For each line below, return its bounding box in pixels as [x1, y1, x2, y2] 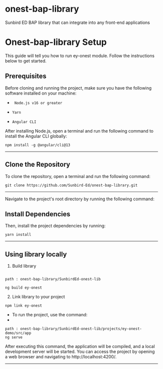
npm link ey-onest [5, 303, 42, 308]
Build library [12, 263, 36, 269]
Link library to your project [12, 294, 65, 300]
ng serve [5, 335, 23, 340]
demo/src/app [5, 330, 32, 336]
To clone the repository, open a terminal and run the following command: [5, 173, 150, 179]
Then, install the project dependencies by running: [5, 223, 106, 229]
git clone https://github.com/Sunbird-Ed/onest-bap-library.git [5, 183, 138, 188]
